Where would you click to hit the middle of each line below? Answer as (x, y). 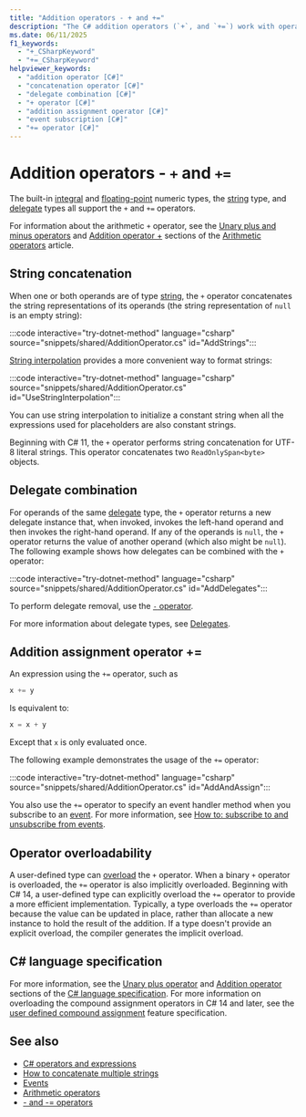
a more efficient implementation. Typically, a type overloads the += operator (151, 904)
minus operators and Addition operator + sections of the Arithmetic (135, 235)
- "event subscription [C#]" (73, 119)
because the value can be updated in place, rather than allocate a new (142, 914)
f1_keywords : (34, 43)
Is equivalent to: (40, 708)
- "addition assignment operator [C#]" (93, 111)
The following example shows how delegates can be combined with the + (147, 551)
